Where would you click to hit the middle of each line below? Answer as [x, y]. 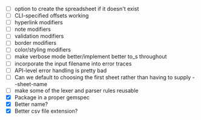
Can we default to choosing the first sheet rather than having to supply [103, 77]
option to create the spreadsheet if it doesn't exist [77, 9]
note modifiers [33, 29]
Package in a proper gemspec [52, 97]
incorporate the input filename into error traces [73, 64]
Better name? [31, 104]
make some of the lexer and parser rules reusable [76, 90]
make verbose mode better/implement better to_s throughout [91, 56]
